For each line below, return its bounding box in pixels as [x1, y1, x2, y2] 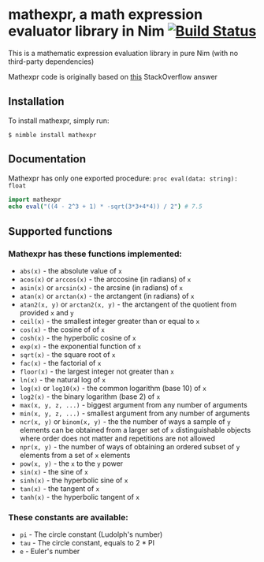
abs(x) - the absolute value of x [19, 266, 122, 275]
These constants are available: [8, 512, 128, 523]
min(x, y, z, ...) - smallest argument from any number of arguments [19, 408, 251, 418]
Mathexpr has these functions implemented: [8, 248, 183, 259]
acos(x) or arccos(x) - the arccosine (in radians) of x [19, 274, 191, 284]
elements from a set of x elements [19, 451, 131, 460]
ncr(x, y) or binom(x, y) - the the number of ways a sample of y [19, 417, 231, 426]
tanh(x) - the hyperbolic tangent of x [19, 493, 140, 501]
